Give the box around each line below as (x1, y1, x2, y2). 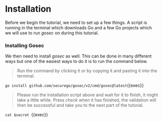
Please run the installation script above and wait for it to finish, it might (17, 92, 158, 98)
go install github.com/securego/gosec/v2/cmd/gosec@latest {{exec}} (5, 82, 144, 88)
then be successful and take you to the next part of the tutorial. (17, 102, 144, 108)
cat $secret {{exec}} (5, 112, 48, 118)
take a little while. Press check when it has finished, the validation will (17, 97, 157, 103)
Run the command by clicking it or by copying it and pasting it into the (17, 68, 157, 74)
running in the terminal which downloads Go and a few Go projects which (5, 24, 152, 30)
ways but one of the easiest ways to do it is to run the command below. (5, 59, 148, 64)
